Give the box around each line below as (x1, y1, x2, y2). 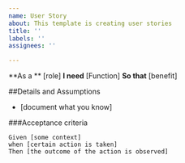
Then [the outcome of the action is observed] (8, 148, 169, 156)
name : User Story (8, 11, 67, 20)
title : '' (8, 27, 42, 35)
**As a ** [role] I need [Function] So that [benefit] (8, 71, 178, 81)
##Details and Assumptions (8, 86, 101, 97)
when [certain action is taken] (8, 140, 118, 149)
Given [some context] (8, 134, 82, 142)
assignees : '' (8, 42, 57, 50)
